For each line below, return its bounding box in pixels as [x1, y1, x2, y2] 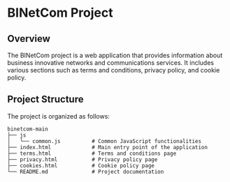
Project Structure [7, 93, 84, 105]
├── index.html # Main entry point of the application [7, 144, 208, 151]
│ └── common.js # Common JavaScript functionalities [7, 137, 201, 144]
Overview [7, 33, 51, 45]
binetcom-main [7, 126, 49, 132]
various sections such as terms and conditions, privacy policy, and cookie [7, 66, 220, 74]
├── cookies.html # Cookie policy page [7, 162, 155, 169]
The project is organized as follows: [7, 112, 110, 120]
